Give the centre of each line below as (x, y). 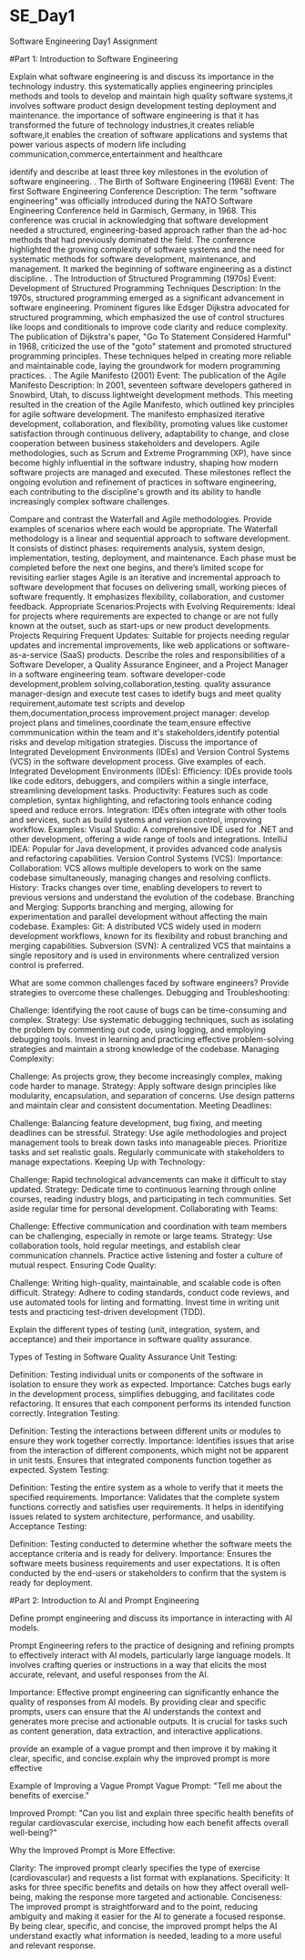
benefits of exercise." (49, 1795)
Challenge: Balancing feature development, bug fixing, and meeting (136, 1122)
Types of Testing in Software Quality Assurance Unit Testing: (124, 1357)
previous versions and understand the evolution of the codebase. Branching (152, 897)
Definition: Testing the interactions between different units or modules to (146, 1431)
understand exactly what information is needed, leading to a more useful (146, 1935)
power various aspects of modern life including (98, 144)
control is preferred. (47, 964)
